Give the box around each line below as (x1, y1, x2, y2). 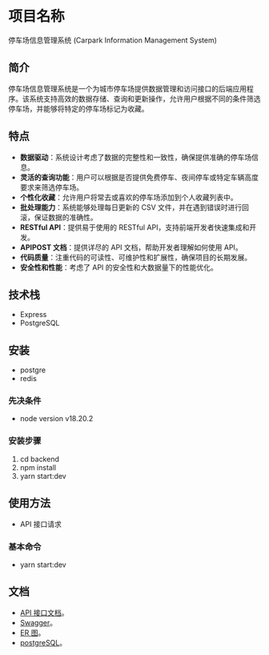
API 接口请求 (19, 519, 62, 528)
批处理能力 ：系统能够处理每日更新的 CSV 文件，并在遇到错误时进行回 (19, 202, 250, 212)
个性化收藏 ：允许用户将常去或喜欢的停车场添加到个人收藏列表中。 (19, 192, 238, 202)
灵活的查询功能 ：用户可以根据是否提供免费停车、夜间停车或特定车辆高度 (19, 172, 259, 182)
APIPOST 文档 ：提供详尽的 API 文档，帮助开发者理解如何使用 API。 (19, 242, 243, 252)
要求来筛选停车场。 (19, 182, 84, 192)
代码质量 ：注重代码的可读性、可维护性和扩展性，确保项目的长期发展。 (19, 252, 252, 262)
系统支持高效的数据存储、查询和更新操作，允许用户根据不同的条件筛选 (29, 94, 261, 103)
